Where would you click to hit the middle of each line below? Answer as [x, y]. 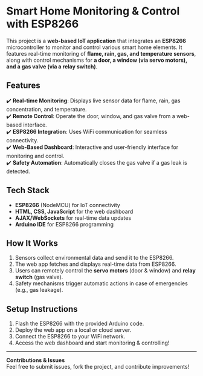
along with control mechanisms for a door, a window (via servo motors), [97, 60]
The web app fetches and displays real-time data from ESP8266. [95, 264]
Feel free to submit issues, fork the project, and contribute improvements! [98, 367]
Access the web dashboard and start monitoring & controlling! [92, 343]
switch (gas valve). [39, 277]
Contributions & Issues [36, 360]
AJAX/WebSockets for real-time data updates [73, 218]
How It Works [32, 243]
